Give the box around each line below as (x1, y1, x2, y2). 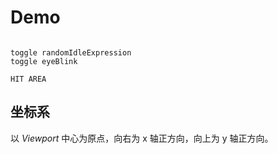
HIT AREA (10, 74, 47, 84)
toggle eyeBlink (10, 56, 78, 66)
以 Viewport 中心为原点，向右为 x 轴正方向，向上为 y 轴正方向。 (10, 132, 274, 144)
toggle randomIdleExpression (10, 47, 132, 58)
